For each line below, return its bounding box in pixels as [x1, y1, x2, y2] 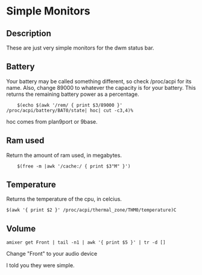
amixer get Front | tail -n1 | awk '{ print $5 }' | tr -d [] [6, 239, 166, 245]
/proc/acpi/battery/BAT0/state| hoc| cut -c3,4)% [6, 107, 134, 113]
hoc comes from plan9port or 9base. [6, 118, 98, 125]
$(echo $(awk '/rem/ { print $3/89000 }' [17, 102, 122, 108]
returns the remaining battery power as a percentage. [6, 90, 140, 98]
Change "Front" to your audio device [6, 250, 98, 258]
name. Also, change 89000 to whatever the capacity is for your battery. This [6, 84, 196, 91]
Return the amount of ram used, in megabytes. [6, 151, 122, 159]
